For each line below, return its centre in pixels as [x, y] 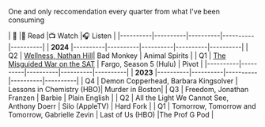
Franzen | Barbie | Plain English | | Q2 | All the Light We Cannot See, [119, 98]
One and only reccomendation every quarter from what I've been [114, 12]
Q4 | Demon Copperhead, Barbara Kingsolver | [161, 81]
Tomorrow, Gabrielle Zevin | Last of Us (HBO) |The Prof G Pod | [111, 115]
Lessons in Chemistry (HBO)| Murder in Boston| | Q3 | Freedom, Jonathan [129, 89]
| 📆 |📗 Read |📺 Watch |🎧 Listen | [62, 36]
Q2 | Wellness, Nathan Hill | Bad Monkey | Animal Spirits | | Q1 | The [117, 56]
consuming [26, 20]
